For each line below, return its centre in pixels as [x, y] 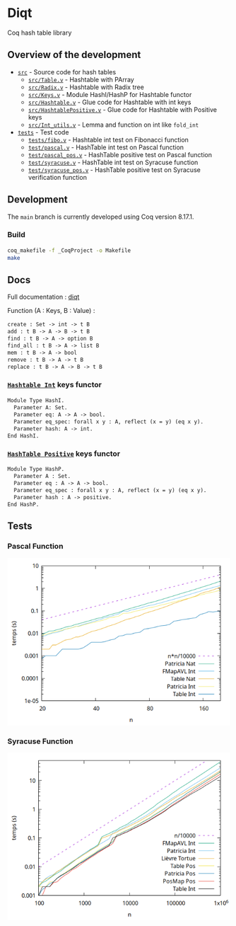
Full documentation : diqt [43, 297]
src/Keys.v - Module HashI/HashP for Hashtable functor [110, 94]
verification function [57, 177]
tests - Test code [43, 132]
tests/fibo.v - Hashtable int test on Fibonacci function [108, 139]
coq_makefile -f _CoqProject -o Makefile [69, 250]
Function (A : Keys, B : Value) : [51, 311]
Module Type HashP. [36, 469]
